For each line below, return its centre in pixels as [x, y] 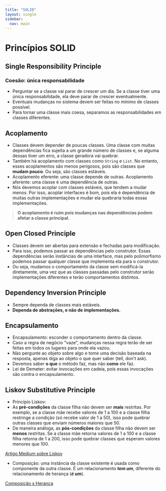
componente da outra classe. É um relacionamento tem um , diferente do [86, 469]
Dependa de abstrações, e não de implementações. [66, 310]
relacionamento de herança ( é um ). [48, 474]
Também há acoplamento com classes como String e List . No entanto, [85, 161]
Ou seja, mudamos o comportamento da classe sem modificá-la [78, 266]
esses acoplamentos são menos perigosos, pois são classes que [79, 166]
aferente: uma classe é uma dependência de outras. [65, 182]
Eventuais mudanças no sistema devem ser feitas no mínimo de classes [85, 102]
